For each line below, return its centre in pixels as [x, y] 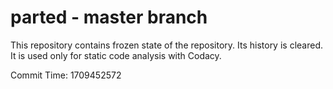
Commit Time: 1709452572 [66, 75]
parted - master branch [109, 17]
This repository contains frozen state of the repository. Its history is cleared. [166, 45]
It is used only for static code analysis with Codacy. [116, 55]
